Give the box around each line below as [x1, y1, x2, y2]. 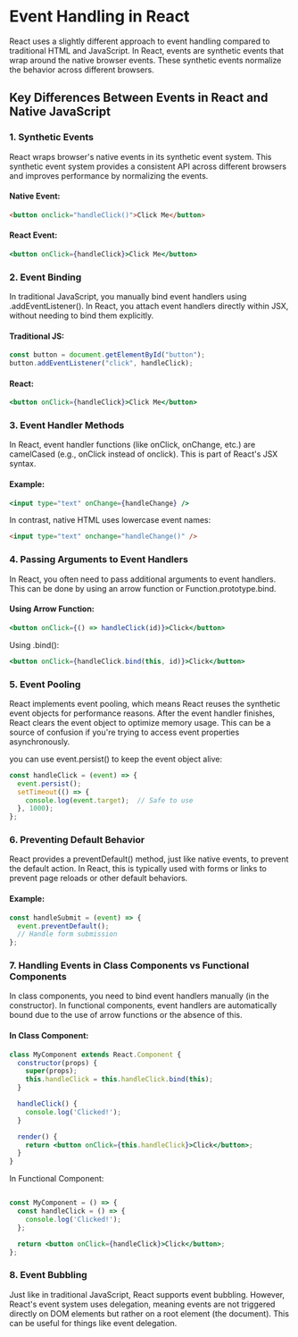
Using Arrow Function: [9, 603, 95, 614]
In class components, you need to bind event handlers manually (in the [9, 990, 269, 1002]
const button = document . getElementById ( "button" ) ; [9, 350, 205, 359]
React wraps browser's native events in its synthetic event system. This [9, 151, 272, 162]
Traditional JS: [9, 331, 65, 341]
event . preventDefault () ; [17, 921, 110, 930]
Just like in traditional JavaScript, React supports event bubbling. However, [9, 1289, 286, 1299]
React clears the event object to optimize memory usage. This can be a [9, 717, 271, 727]
